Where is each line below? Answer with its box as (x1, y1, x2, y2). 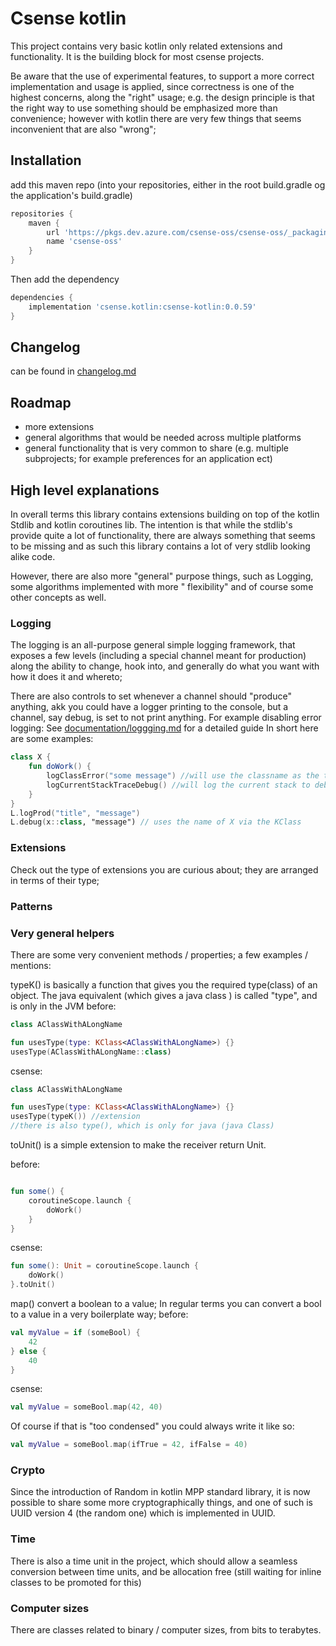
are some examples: (10, 733, 94, 745)
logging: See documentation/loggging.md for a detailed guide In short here (10, 722, 319, 734)
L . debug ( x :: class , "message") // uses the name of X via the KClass (10, 817, 302, 827)
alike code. (10, 551, 56, 563)
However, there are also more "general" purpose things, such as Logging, (10, 570, 314, 582)
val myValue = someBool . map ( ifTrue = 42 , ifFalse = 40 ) (10, 1440, 248, 1450)
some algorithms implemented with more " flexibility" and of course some (10, 581, 314, 593)
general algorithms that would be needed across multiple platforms (24, 432, 302, 444)
